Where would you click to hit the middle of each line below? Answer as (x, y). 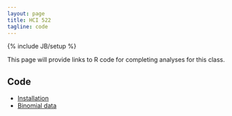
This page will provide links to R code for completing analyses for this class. (116, 60)
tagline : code (28, 26)
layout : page (26, 14)
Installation (33, 99)
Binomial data (37, 106)
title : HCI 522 (29, 20)
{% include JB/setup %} (42, 47)
